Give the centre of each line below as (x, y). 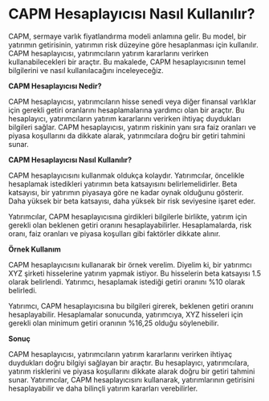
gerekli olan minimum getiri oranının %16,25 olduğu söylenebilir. (114, 323)
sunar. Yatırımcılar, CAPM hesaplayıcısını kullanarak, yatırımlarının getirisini (132, 379)
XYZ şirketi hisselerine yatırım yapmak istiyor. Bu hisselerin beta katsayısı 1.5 (135, 273)
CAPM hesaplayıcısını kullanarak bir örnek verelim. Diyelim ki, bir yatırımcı (130, 264)
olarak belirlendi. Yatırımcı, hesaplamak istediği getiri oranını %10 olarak (127, 281)
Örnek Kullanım (35, 249)
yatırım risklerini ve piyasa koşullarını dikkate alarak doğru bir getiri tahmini (132, 371)
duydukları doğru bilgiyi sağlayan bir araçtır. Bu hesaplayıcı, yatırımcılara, (129, 362)
